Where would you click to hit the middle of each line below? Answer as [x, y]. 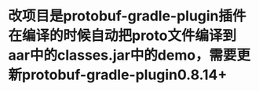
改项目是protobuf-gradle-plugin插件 [127, 16]
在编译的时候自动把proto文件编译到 [122, 36]
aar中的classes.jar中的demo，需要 [122, 55]
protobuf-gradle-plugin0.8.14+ [125, 75]
